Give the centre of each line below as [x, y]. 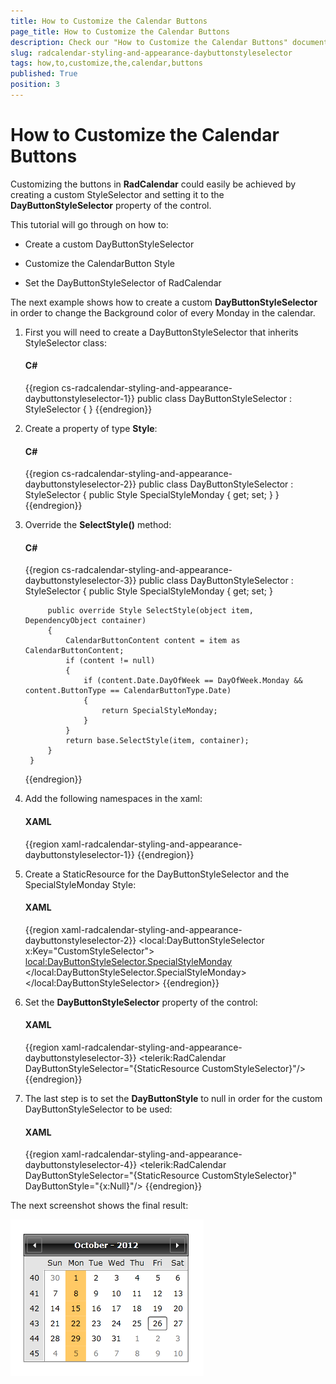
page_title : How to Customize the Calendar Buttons [120, 31]
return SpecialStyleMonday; [159, 711]
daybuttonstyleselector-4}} [81, 1165]
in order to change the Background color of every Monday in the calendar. [163, 312]
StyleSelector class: [65, 342]
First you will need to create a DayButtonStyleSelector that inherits [161, 332]
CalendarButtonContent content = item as [153, 641]
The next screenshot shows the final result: [99, 1206]
